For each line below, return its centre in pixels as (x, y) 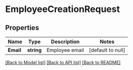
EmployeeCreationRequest (62, 9)
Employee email (65, 50)
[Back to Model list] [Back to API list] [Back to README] (63, 62)
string (34, 50)
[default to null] (107, 50)
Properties (22, 28)
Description (65, 42)
